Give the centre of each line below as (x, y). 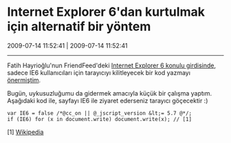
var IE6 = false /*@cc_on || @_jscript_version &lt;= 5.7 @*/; (100, 113)
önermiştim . (24, 80)
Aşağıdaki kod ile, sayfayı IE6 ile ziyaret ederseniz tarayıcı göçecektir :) (108, 100)
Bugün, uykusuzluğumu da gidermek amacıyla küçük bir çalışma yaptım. (110, 93)
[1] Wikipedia (25, 132)
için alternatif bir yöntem (79, 26)
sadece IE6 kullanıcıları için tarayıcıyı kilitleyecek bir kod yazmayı (99, 72)
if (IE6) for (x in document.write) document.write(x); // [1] (100, 119)
